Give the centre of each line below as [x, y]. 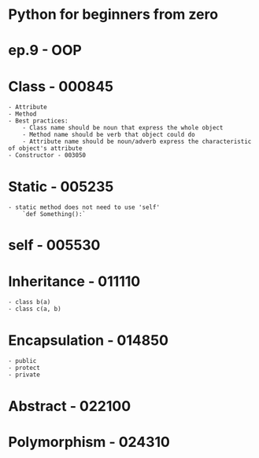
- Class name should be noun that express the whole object [123, 128]
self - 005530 [54, 245]
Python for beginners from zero [113, 15]
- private [24, 375]
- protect [24, 368]
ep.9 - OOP [45, 51]
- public [22, 361]
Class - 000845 [61, 86]
